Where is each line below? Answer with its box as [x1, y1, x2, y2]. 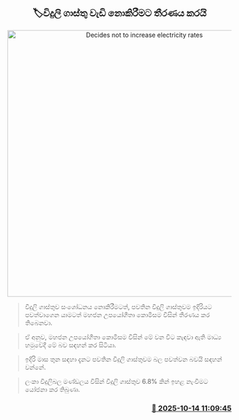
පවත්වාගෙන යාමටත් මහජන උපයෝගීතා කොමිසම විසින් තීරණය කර [24, 310, 210, 319]
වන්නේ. [24, 362, 46, 371]
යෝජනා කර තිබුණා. [24, 384, 80, 394]
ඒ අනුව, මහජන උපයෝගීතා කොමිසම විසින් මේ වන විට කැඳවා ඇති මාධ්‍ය [24, 333, 222, 341]
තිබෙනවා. [24, 318, 53, 327]
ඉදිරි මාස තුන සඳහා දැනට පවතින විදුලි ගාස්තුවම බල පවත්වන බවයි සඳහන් [24, 355, 223, 363]
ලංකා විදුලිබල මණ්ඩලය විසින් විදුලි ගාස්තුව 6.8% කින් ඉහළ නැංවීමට [24, 377, 208, 385]
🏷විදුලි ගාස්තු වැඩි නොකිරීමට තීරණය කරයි [32, 7, 207, 19]
